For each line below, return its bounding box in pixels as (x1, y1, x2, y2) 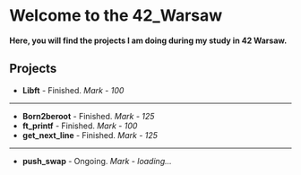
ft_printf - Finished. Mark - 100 (21, 120, 138, 131)
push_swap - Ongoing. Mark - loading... (21, 155, 172, 166)
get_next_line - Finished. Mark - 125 (21, 129, 159, 140)
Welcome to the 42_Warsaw (9, 5, 223, 26)
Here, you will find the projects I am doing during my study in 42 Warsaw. (9, 35, 288, 46)
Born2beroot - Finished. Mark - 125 (21, 110, 155, 121)
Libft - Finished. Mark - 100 (21, 84, 125, 95)
